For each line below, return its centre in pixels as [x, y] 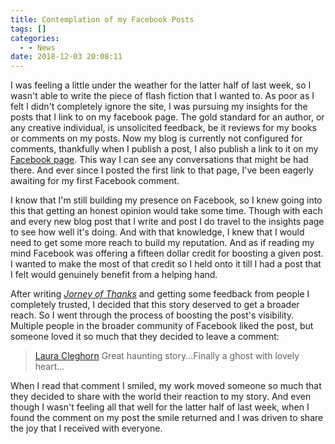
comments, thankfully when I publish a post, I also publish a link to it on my [164, 149]
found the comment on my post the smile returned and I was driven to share [167, 418]
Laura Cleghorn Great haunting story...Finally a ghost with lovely [167, 356]
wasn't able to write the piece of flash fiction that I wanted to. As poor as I [162, 96]
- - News [37, 47]
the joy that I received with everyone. [86, 428]
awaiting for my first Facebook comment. [95, 181]
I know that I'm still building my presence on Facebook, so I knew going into [166, 200]
